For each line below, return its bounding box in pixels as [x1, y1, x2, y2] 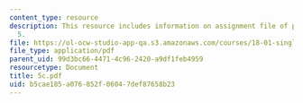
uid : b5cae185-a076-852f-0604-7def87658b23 [9, 80, 176, 89]
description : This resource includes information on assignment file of [9, 21, 289, 30]
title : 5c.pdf [9, 72, 63, 81]
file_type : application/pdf [9, 47, 115, 56]
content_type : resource [9, 13, 99, 22]
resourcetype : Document [9, 64, 99, 73]
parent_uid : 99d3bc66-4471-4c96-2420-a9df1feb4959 [9, 55, 204, 64]
